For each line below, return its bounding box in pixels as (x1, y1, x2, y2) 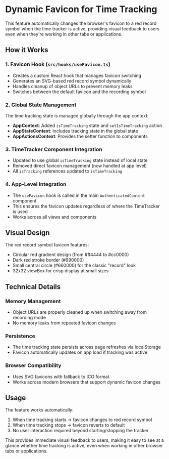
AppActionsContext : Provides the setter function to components (12, 133, 148, 139)
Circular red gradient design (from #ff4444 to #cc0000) (12, 252, 129, 258)
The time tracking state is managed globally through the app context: (5, 112, 149, 118)
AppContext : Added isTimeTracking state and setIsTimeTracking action (12, 122, 162, 129)
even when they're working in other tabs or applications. (5, 31, 123, 37)
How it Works (5, 46, 48, 54)
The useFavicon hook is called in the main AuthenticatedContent (12, 192, 145, 198)
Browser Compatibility (5, 362, 62, 369)
